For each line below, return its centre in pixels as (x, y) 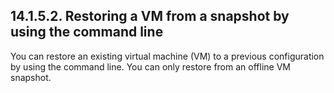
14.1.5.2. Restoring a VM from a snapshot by (150, 16)
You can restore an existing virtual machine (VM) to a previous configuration (167, 56)
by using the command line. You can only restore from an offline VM (150, 66)
